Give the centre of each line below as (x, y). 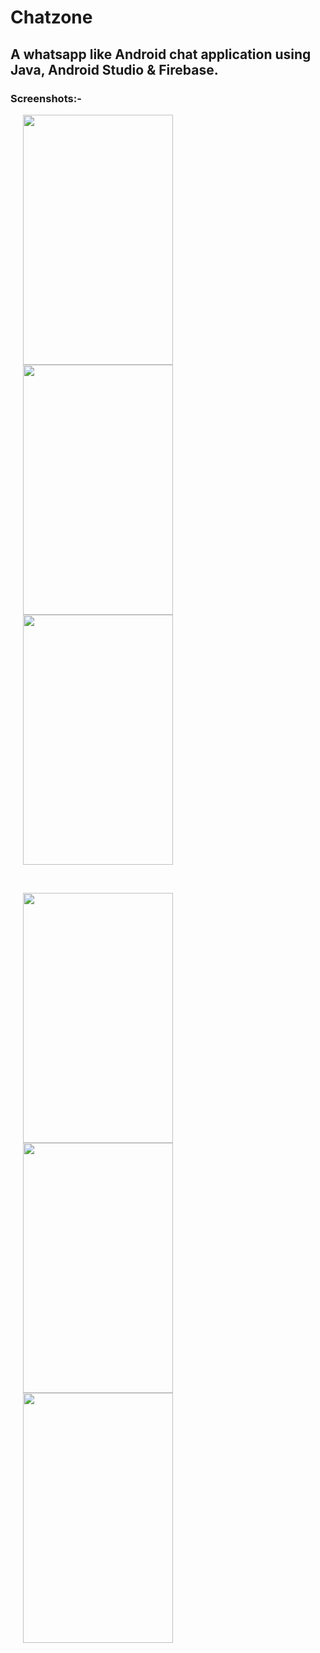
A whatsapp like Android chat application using (161, 54)
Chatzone (51, 17)
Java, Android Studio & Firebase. (114, 69)
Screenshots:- (46, 98)
